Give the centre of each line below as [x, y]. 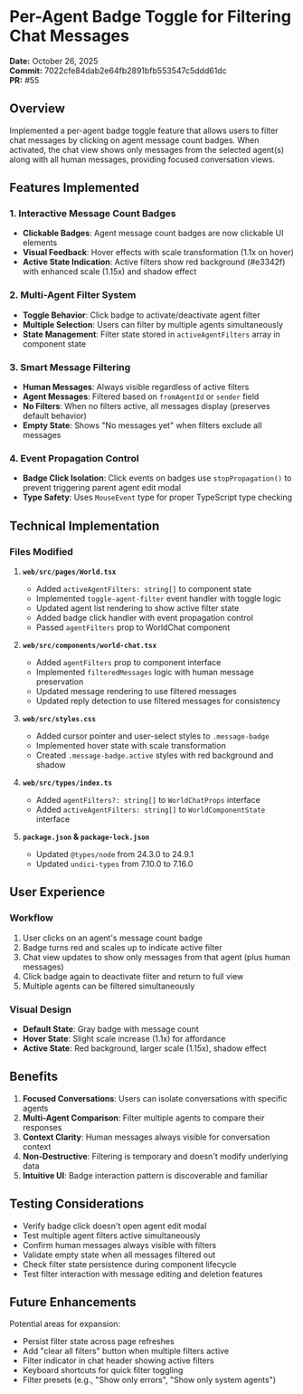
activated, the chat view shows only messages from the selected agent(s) [147, 149]
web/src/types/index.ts [67, 783]
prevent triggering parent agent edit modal [102, 488]
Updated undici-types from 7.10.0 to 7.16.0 [114, 864]
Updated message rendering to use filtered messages [136, 692]
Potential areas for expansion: [65, 1324]
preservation [60, 682]
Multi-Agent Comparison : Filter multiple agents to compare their [143, 1117]
